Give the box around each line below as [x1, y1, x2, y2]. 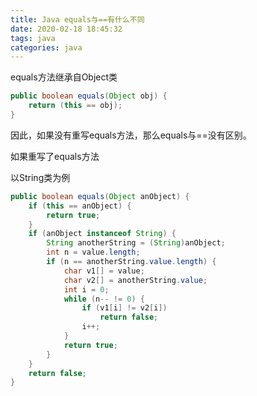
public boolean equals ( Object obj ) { [10, 91, 168, 101]
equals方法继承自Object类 [10, 71, 118, 83]
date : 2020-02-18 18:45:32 [10, 24, 123, 34]
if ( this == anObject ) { [28, 201, 132, 211]
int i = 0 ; [63, 284, 110, 295]
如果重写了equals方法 [10, 150, 100, 162]
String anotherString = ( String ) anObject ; [46, 238, 226, 248]
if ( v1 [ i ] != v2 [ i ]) [81, 303, 168, 313]
